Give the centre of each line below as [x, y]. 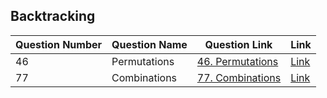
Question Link [238, 44]
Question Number [59, 44]
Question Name [149, 44]
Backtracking [53, 16]
